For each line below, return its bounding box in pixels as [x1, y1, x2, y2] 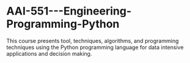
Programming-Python [6, 17, 120, 31]
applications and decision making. [6, 50, 92, 57]
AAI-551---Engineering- [6, 4, 132, 18]
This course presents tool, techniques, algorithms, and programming [6, 37, 179, 44]
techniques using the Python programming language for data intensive [6, 44, 184, 51]
